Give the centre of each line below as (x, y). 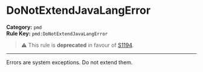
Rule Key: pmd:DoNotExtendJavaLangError (57, 33)
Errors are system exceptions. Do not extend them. (69, 62)
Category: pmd (24, 27)
